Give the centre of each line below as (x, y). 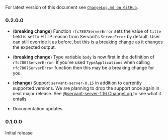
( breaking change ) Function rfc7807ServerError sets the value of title (87, 31)
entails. (20, 99)
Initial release (19, 132)
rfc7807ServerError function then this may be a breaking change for (83, 68)
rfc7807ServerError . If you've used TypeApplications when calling (81, 62)
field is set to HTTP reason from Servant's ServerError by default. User (86, 37)
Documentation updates (37, 109)
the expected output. (34, 47)
